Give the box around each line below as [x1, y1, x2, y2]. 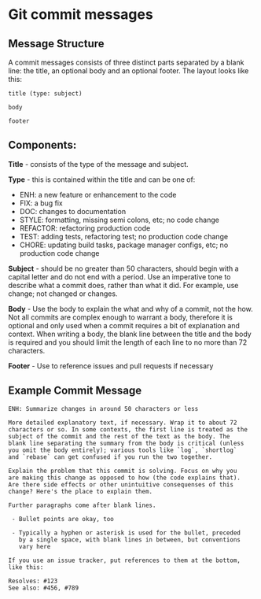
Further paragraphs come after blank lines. [8, 501, 156, 509]
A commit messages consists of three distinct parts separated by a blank [8, 57, 244, 67]
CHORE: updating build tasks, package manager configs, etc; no [19, 240, 229, 250]
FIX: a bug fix [19, 198, 63, 208]
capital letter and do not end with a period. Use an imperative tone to [8, 272, 231, 281]
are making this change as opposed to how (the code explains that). [8, 474, 241, 482]
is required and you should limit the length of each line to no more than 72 [8, 337, 248, 347]
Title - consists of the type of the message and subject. [8, 159, 189, 168]
